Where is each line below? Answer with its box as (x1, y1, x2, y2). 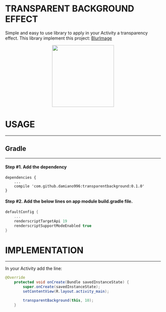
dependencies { (5, 175, 37, 180)
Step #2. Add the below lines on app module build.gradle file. (5, 199, 133, 205)
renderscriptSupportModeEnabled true (14, 223, 92, 228)
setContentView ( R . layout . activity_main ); (23, 289, 110, 294)
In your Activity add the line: (5, 265, 63, 271)
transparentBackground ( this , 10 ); (23, 298, 94, 303)
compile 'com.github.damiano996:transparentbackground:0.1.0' (14, 184, 145, 189)
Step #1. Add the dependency (5, 164, 67, 170)
